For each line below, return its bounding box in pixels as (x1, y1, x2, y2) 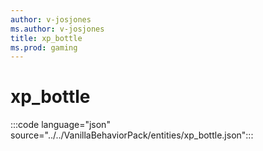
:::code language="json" (10, 119, 111, 131)
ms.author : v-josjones (10, 24, 105, 34)
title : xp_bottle (10, 33, 83, 43)
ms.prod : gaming (10, 42, 78, 53)
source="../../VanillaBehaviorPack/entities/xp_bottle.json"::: (10, 129, 254, 141)
